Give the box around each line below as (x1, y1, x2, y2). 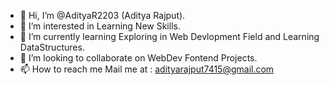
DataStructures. (19, 41, 85, 53)
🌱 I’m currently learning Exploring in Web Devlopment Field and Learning (19, 31, 320, 42)
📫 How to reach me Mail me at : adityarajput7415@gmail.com (19, 63, 275, 75)
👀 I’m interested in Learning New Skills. (19, 20, 181, 32)
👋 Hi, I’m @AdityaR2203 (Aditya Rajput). (19, 10, 186, 21)
